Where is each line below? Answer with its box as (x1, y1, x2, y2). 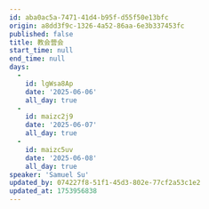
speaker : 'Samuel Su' (9, 170, 90, 179)
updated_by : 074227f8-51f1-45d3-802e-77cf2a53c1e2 (9, 179, 201, 188)
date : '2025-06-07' (25, 121, 98, 130)
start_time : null (9, 46, 74, 55)
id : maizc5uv (25, 145, 74, 154)
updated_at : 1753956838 (9, 187, 98, 196)
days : (9, 63, 29, 72)
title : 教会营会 (9, 37, 64, 47)
